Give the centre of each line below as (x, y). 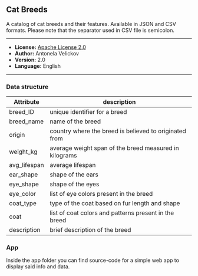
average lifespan (73, 165)
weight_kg (23, 152)
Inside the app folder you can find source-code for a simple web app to (93, 260)
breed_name (27, 121)
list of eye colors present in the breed (101, 194)
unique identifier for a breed (88, 112)
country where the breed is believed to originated (118, 131)
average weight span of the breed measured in (114, 148)
